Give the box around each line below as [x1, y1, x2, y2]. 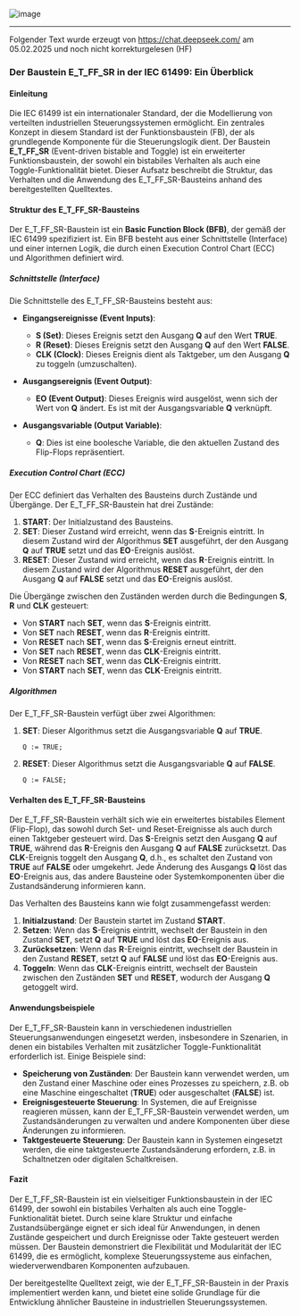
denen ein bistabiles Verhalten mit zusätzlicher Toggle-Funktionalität [9, 1041, 262, 1052]
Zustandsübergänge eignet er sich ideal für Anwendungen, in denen [9, 1222, 261, 1233]
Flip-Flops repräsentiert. [35, 447, 125, 457]
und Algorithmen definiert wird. [9, 253, 125, 264]
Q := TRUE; [21, 742, 63, 752]
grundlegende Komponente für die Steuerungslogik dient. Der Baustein [9, 137, 271, 147]
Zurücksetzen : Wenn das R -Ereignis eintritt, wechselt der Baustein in [21, 943, 279, 955]
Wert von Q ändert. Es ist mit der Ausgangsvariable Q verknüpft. [35, 403, 272, 414]
